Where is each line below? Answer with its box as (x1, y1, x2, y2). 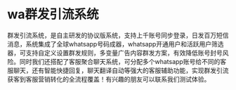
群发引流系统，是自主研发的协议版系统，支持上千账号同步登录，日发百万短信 (7, 31, 229, 39)
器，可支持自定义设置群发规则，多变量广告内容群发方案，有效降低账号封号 (7, 49, 223, 57)
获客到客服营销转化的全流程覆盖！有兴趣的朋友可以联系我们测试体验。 (7, 75, 211, 83)
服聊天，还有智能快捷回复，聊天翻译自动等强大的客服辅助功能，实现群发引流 (7, 66, 229, 75)
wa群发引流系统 (7, 6, 99, 22)
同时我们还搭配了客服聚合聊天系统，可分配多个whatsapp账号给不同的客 (19, 57, 227, 65)
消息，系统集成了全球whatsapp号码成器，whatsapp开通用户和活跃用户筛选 (7, 39, 224, 48)
